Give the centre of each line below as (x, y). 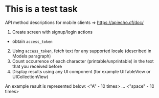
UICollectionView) (30, 77)
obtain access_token (32, 41)
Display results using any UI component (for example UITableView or (81, 71)
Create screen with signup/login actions (52, 32)
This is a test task (41, 9)
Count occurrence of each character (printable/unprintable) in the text (83, 61)
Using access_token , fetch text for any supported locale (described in (82, 51)
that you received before (37, 66)
